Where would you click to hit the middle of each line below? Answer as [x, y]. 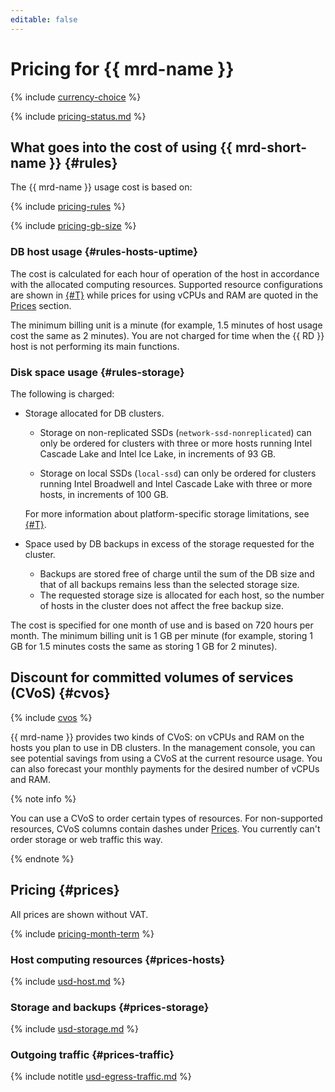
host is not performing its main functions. [95, 346]
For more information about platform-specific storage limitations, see [167, 513]
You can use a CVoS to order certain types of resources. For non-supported [166, 818]
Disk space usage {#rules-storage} [97, 372]
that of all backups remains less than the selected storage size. [169, 584]
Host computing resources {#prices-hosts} [118, 959]
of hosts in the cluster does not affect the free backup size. [161, 605]
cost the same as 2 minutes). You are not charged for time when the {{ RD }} [167, 335]
